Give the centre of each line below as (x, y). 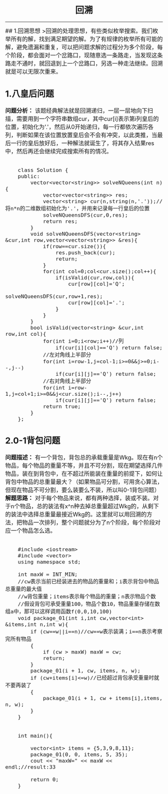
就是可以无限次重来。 (33, 72)
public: (29, 177)
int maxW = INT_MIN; (48, 574)
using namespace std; (49, 562)
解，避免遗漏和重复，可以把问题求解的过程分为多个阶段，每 (84, 47)
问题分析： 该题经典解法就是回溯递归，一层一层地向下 (76, 111)
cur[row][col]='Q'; (96, 284)
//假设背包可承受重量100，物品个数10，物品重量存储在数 (89, 604)
